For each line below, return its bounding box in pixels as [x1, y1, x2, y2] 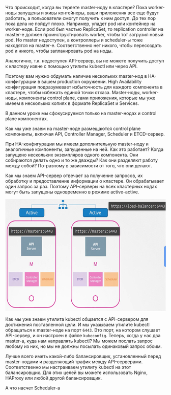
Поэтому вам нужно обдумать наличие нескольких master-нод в [5, 73, 147, 79]
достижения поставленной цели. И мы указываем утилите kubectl [5, 322, 150, 327]
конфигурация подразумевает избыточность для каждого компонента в [5, 84, 163, 90]
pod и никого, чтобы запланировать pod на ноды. [5, 48, 113, 54]
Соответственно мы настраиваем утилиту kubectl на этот [5, 364, 131, 370]
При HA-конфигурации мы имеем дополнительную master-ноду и [5, 141, 149, 147]
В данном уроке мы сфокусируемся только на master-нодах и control [5, 110, 157, 116]
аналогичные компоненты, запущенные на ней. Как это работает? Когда [5, 146, 164, 152]
